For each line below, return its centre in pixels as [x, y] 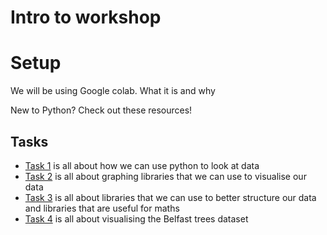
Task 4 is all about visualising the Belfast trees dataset [136, 218]
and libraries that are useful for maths [102, 208]
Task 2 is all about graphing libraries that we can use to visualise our [165, 176]
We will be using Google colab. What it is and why [113, 91]
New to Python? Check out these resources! [101, 110]
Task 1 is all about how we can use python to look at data [142, 165]
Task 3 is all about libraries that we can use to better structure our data [170, 197]
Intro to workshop [86, 17]
